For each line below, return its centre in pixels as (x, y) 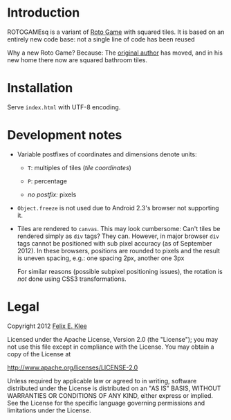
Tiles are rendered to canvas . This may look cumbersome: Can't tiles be (119, 228)
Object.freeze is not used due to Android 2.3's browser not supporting (118, 208)
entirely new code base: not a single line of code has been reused (101, 39)
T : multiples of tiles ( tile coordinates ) (79, 167)
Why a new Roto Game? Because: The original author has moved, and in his (115, 53)
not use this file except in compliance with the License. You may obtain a (111, 347)
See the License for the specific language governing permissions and (106, 403)
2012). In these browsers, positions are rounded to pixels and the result (118, 250)
